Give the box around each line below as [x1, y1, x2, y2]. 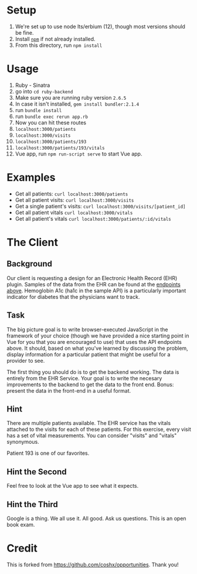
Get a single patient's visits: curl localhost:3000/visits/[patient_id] [15, 202, 186, 210]
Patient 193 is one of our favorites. [6, 450, 90, 457]
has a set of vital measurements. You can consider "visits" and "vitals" [6, 432, 177, 439]
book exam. [6, 521, 35, 528]
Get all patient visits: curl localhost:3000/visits [15, 196, 134, 203]
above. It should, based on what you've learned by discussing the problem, [6, 345, 188, 352]
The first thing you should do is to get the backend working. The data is [6, 368, 179, 376]
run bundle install [15, 106, 62, 113]
